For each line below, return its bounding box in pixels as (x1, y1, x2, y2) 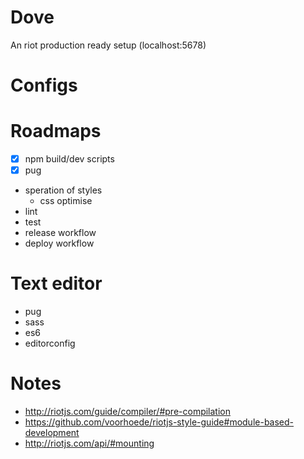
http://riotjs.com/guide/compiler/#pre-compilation (24, 406, 231, 418)
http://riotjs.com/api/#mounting (24, 437, 155, 450)
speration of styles (24, 184, 103, 196)
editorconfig (24, 337, 76, 350)
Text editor (10, 272, 103, 295)
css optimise (39, 195, 93, 207)
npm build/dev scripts (24, 153, 115, 165)
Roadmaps (10, 120, 102, 143)
